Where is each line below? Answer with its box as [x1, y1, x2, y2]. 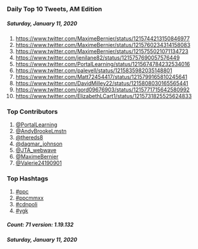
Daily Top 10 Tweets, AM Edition [7, 5, 103, 13]
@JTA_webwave [15, 147, 56, 154]
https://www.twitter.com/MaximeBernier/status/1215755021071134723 [15, 48, 188, 55]
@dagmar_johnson [15, 140, 62, 147]
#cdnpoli [15, 201, 38, 208]
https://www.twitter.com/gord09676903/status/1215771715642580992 [15, 86, 190, 93]
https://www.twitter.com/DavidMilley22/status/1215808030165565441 [15, 79, 188, 87]
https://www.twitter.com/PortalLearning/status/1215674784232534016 [15, 60, 191, 67]
